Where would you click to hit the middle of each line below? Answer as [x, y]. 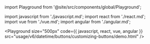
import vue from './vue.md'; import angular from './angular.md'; [68, 22]
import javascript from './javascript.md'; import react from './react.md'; [75, 16]
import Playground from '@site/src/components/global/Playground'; [73, 7]
